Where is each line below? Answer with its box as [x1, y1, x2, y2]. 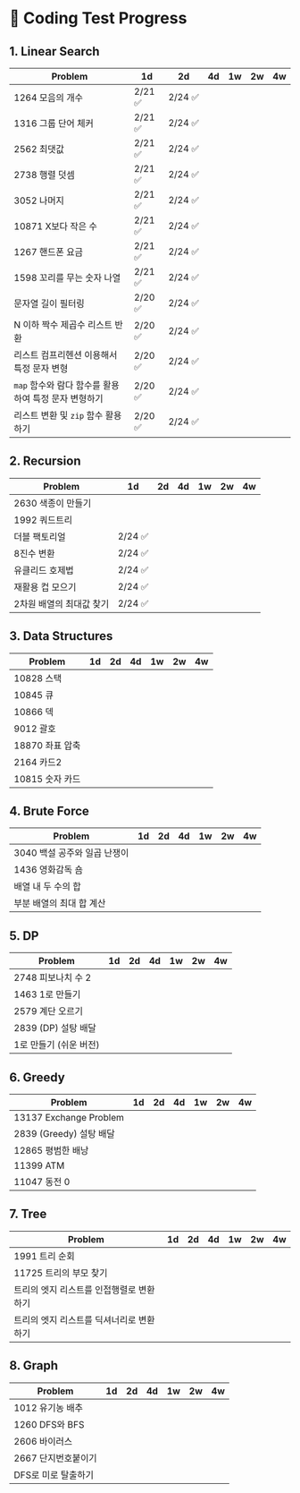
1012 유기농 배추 [13, 1401, 83, 1413]
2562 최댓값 [13, 143, 64, 155]
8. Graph [9, 1358, 59, 1373]
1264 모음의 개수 [13, 91, 83, 104]
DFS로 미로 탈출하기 [13, 1468, 94, 1480]
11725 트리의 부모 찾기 [13, 1267, 108, 1279]
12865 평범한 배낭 [13, 1145, 89, 1157]
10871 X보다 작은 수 [13, 220, 98, 232]
